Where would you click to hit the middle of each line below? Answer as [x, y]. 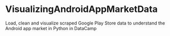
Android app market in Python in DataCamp [51, 28]
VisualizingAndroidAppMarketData [82, 9]
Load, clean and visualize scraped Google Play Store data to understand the [85, 23]
